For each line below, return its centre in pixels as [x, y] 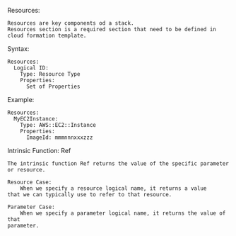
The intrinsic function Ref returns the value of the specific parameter [118, 164]
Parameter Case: [31, 207]
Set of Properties [53, 86]
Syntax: [18, 49]
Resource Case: [30, 182]
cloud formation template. [47, 35]
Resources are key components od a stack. [71, 23]
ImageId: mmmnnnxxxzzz [59, 137]
